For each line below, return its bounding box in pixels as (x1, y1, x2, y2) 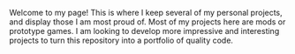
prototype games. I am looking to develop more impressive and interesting (9, 26, 280, 36)
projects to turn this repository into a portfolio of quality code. (9, 35, 234, 45)
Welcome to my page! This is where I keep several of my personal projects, (9, 8, 283, 17)
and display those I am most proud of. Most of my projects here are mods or (9, 17, 286, 27)
